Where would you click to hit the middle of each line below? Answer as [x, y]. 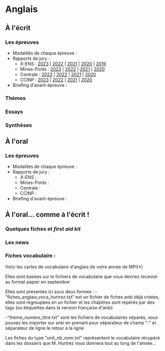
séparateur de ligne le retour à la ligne [45, 328]
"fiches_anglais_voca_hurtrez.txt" [40, 297]
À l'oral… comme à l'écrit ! [47, 214]
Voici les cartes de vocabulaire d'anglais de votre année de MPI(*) [74, 267]
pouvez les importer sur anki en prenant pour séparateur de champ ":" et [81, 322]
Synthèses [19, 125]
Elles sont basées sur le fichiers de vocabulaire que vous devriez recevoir [81, 276]
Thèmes [16, 98]
